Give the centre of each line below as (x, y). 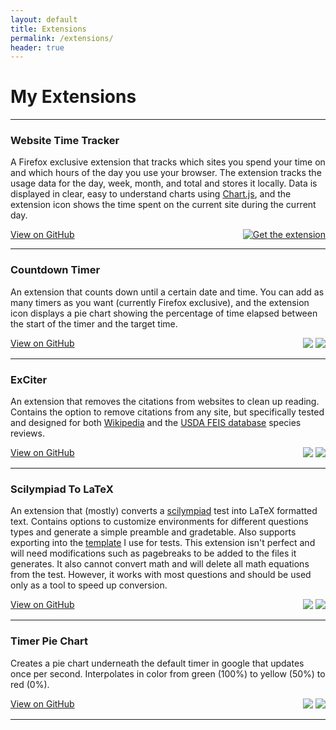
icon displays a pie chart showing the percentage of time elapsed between (164, 313)
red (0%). (30, 684)
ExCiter (29, 379)
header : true (37, 47)
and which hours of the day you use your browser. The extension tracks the (166, 173)
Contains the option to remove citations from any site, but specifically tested (167, 412)
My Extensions (73, 97)
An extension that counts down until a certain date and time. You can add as (167, 292)
